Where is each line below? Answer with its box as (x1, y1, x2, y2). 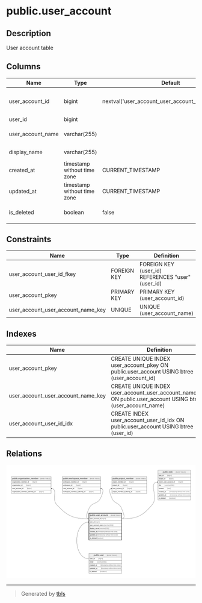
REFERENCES (139, 273, 174, 281)
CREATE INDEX (111, 410, 149, 417)
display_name (8, 148, 43, 155)
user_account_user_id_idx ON (111, 417, 185, 424)
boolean (64, 209, 84, 216)
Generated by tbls (20, 590, 66, 597)
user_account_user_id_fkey (8, 270, 76, 278)
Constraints (6, 234, 52, 245)
